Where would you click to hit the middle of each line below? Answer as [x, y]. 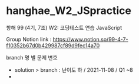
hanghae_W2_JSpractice [69, 11]
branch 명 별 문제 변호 [32, 57]
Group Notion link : [29, 39]
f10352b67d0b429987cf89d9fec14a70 [53, 45]
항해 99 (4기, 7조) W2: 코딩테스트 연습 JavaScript [64, 27]
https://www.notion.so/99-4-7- [90, 39]
